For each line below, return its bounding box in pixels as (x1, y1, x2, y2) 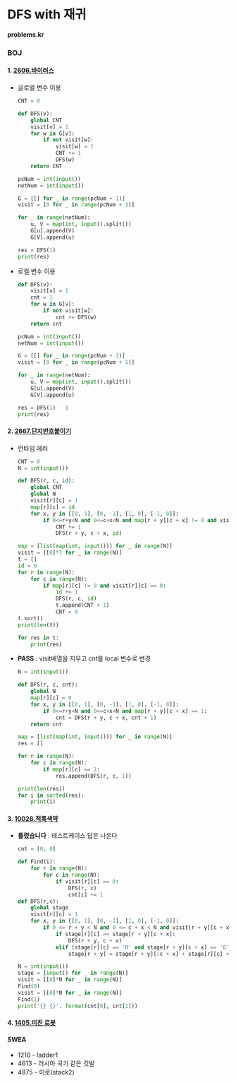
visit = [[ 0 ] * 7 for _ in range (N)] (17, 549, 123, 557)
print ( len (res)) (17, 785, 66, 792)
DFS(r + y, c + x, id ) (55, 530, 123, 537)
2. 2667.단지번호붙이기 (7, 427, 72, 435)
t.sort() (17, 615, 44, 622)
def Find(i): (17, 858, 56, 865)
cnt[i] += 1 (68, 891, 104, 898)
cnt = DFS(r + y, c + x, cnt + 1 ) (55, 714, 157, 721)
